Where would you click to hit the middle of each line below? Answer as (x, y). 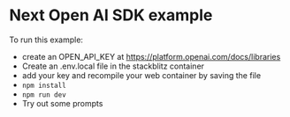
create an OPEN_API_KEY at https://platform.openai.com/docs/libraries (151, 56)
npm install (44, 85)
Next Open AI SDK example (111, 15)
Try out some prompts (62, 103)
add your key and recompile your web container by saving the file (141, 75)
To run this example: (46, 40)
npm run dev (44, 95)
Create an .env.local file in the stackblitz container (113, 66)
